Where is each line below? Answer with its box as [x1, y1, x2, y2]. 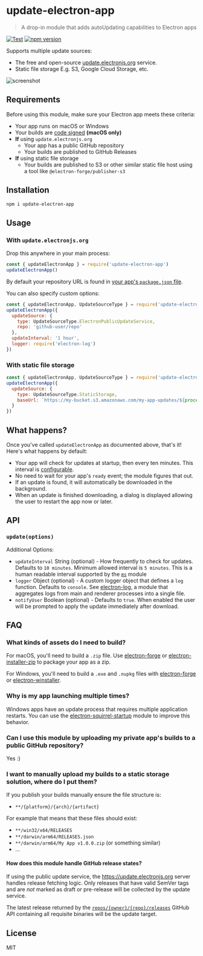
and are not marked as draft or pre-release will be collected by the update [6, 886, 190, 893]
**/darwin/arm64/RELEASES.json [14, 834, 94, 840]
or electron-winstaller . [6, 676, 62, 684]
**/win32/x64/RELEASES [14, 828, 72, 834]
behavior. [6, 718, 30, 725]
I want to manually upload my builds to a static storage [6, 770, 170, 778]
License [6, 928, 37, 938]
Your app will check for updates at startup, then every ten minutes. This [14, 459, 193, 466]
